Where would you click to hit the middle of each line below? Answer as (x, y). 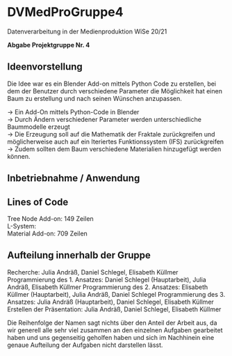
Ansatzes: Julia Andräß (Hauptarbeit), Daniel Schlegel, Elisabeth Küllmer (110, 302)
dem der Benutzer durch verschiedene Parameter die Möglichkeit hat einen (115, 91)
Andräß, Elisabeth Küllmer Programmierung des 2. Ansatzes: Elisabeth (108, 287)
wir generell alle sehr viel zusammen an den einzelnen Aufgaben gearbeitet (115, 330)
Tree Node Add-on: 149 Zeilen (50, 218)
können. (19, 156)
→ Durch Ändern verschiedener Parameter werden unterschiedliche (104, 119)
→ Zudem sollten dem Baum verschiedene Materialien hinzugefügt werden (114, 149)
